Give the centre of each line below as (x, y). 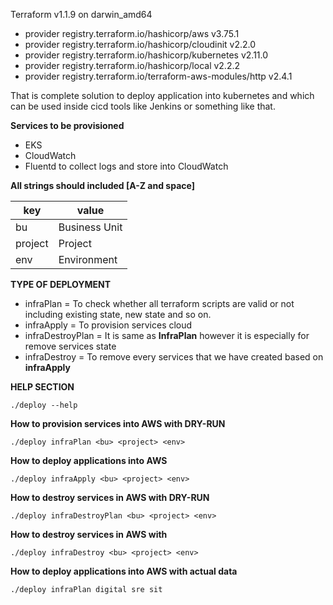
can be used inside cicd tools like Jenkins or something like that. (143, 106)
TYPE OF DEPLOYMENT (61, 284)
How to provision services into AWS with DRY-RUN (118, 423)
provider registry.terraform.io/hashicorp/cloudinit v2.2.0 (140, 44)
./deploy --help (44, 405)
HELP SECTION (42, 387)
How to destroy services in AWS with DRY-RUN (110, 497)
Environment (88, 259)
